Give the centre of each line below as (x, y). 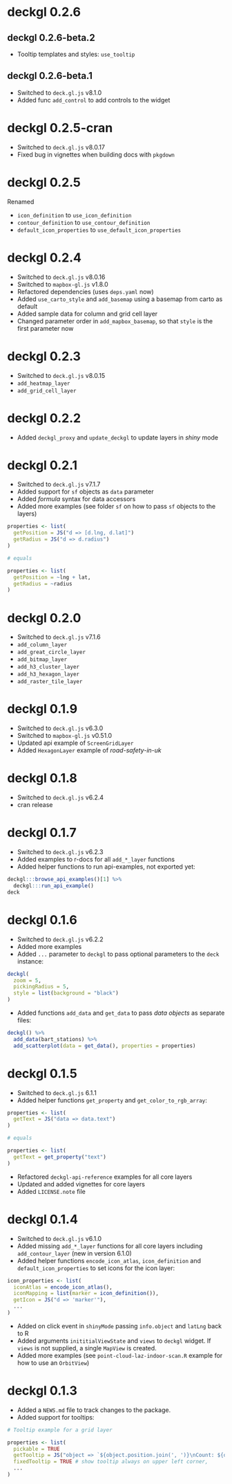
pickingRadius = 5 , (41, 987)
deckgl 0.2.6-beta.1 (50, 76)
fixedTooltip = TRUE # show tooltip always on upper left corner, (111, 1462)
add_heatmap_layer (43, 383)
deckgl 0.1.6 (42, 920)
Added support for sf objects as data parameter (85, 491)
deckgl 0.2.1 (42, 465)
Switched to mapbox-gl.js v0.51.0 (65, 736)
